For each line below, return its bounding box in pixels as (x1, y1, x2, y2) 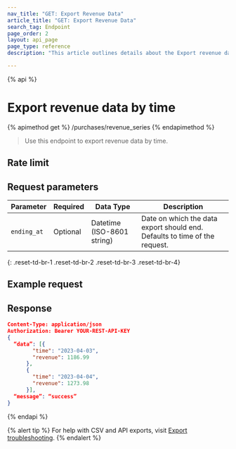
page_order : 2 (7, 30, 49, 37)
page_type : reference (7, 43, 71, 50)
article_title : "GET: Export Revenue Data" (7, 17, 137, 24)
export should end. (141, 222, 204, 232)
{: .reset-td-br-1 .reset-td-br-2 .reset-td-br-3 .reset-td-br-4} (7, 258, 181, 267)
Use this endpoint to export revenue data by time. (24, 137, 169, 145)
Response (7, 302, 53, 314)
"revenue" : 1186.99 (32, 353, 90, 361)
